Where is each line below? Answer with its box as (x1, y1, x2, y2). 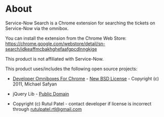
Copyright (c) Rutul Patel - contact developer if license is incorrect (12, 100, 152, 107)
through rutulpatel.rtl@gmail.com (12, 106, 82, 112)
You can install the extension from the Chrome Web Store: (5, 35, 127, 41)
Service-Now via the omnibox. (5, 25, 69, 31)
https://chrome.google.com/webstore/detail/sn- (5, 40, 106, 46)
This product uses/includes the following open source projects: (5, 66, 138, 72)
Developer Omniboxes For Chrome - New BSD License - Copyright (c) (12, 75, 159, 81)
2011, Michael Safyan (12, 81, 57, 87)
